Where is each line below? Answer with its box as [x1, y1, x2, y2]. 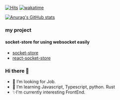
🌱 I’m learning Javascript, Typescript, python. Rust [12, 84, 115, 90]
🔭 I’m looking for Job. [12, 79, 56, 85]
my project [5, 26, 32, 33]
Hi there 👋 [5, 67, 30, 74]
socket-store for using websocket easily [5, 39, 90, 45]
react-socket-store [12, 55, 51, 61]
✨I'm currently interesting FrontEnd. [12, 89, 85, 95]
